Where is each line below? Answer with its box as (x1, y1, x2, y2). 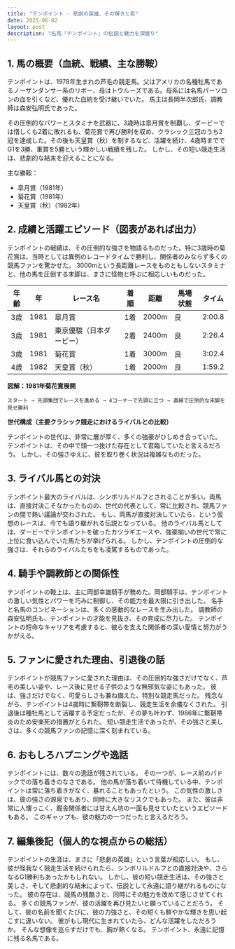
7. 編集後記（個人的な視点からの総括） (7, 835, 173, 847)
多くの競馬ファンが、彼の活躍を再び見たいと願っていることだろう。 (20, 898, 217, 907)
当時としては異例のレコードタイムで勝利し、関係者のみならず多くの (31, 252, 227, 260)
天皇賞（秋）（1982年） (17, 201, 84, 210)
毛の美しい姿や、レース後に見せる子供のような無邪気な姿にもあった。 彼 (7, 682, 217, 691)
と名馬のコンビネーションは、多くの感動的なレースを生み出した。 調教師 (7, 605, 217, 614)
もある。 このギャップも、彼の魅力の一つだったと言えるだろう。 (7, 813, 192, 821)
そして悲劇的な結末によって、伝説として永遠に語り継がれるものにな (31, 881, 227, 889)
